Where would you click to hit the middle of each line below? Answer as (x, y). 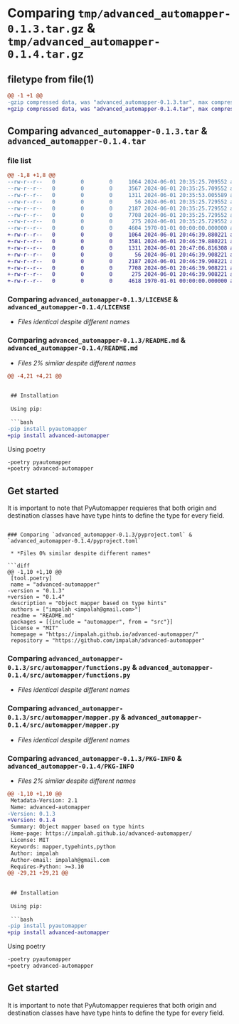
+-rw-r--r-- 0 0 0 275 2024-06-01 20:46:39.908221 (117, 274)
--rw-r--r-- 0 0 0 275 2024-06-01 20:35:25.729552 (117, 222)
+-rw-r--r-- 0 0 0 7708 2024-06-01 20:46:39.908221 (117, 268)
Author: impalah (34, 853)
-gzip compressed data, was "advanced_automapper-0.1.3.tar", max (108, 102)
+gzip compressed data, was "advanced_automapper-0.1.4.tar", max (108, 109)
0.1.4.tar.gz (46, 54)
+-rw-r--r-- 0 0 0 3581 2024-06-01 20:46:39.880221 (117, 242)
